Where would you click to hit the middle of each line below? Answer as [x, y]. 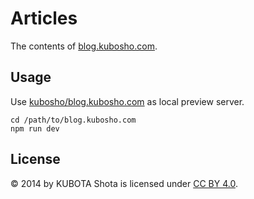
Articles [44, 18]
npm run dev [35, 128]
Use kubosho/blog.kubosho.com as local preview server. [127, 101]
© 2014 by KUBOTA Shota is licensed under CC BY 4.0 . [124, 183]
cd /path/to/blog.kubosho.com [73, 120]
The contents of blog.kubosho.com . [84, 46]
